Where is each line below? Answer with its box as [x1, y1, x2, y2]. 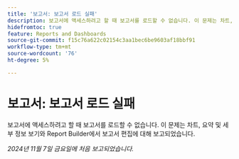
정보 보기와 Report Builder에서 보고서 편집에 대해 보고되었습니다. [14, 129, 196, 138]
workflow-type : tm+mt [7, 43, 72, 50]
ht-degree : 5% [7, 57, 50, 64]
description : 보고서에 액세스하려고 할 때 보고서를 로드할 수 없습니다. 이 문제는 [7, 17, 217, 24]
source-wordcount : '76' [7, 50, 78, 57]
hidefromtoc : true [7, 23, 62, 31]
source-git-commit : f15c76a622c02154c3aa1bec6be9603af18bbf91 [7, 37, 196, 44]
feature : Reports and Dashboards [7, 30, 107, 38]
